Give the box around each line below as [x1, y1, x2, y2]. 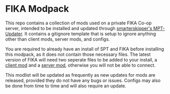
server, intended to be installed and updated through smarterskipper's [5, 25, 153, 31]
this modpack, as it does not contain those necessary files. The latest [5, 51, 151, 57]
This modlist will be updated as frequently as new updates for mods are [5, 72, 156, 78]
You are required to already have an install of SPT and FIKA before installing [5, 46, 164, 52]
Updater [5, 30, 22, 37]
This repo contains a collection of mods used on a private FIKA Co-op [5, 20, 152, 26]
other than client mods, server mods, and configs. [5, 36, 110, 42]
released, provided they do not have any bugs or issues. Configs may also [5, 77, 161, 83]
